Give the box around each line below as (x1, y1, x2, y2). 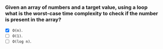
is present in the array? (5, 16, 62, 23)
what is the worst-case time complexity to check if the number (5, 10, 159, 17)
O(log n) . (12, 38, 32, 44)
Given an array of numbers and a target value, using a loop (5, 4, 148, 11)
